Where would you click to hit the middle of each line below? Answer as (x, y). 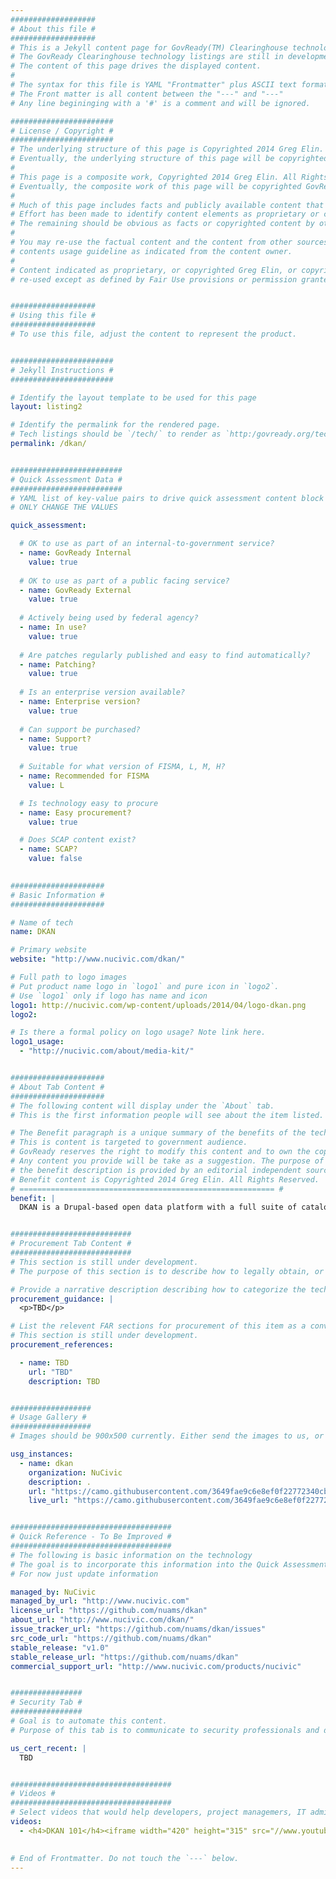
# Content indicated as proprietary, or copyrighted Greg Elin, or (154, 270)
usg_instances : (42, 1454)
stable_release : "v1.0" (60, 1647)
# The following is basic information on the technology (131, 1555)
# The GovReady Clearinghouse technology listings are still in (147, 57)
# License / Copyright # (62, 131)
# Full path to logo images (69, 977)
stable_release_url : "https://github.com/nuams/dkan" (125, 1657)
